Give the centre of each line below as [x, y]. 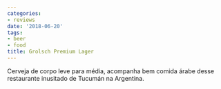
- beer [17, 39]
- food [17, 45]
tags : [15, 33]
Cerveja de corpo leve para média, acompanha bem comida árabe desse [111, 71]
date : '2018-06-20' [35, 26]
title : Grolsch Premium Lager [51, 52]
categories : [24, 13]
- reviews [21, 20]
